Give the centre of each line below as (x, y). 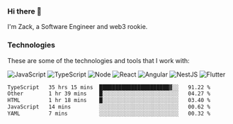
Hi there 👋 (25, 11)
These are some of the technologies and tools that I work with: (98, 60)
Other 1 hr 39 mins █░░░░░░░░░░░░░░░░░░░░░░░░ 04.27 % (109, 94)
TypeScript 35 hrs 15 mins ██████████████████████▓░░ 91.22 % (109, 87)
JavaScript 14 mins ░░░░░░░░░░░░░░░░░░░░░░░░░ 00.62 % (109, 107)
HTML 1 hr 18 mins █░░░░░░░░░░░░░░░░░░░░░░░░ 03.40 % (109, 101)
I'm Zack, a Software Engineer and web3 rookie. (78, 27)
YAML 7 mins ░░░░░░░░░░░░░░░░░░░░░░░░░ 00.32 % (109, 114)
